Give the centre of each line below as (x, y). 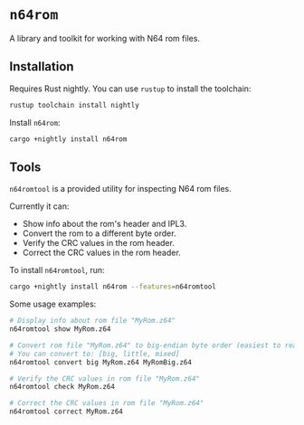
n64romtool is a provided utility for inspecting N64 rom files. (121, 189)
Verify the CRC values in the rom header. (98, 243)
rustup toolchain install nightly (75, 105)
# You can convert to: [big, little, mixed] (95, 354)
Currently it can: (39, 206)
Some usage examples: (53, 304)
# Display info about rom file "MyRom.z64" (93, 321)
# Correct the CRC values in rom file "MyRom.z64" (107, 403)
